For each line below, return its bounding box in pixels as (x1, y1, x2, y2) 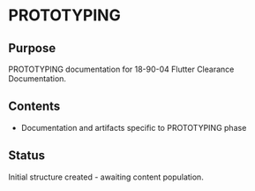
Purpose (8, 41, 56, 56)
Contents (8, 99, 61, 114)
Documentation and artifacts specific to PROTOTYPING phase (20, 122, 247, 133)
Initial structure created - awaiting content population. (8, 172, 204, 182)
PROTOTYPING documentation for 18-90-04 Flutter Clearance (8, 64, 235, 74)
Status (8, 148, 46, 164)
